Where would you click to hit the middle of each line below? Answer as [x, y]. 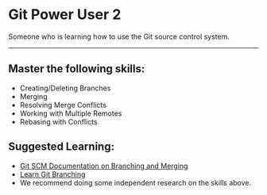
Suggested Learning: [62, 147]
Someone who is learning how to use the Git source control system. [119, 36]
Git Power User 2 [65, 15]
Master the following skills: [77, 69]
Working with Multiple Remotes [71, 113]
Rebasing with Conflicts [58, 121]
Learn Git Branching [52, 174]
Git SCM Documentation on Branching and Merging [104, 166]
